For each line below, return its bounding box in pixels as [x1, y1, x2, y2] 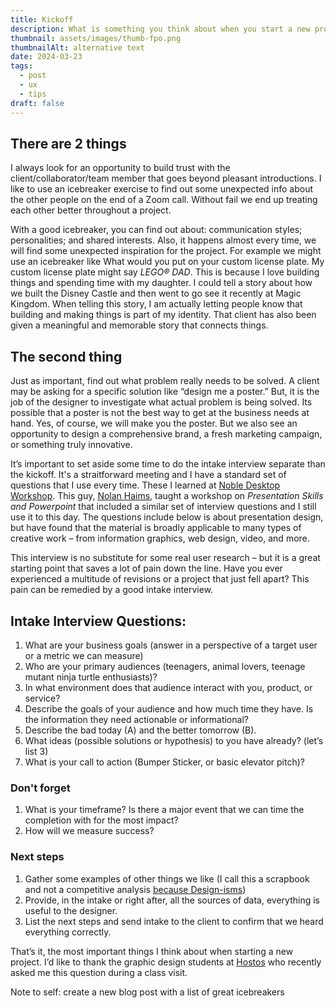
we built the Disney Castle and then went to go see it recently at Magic [10, 287, 302, 300]
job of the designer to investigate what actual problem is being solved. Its [10, 396, 313, 408]
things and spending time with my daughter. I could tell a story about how [10, 277, 313, 289]
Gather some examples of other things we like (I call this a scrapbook [24, 872, 310, 885]
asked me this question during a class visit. [10, 966, 188, 978]
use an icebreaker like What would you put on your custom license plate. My [10, 256, 325, 268]
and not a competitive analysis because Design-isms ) [24, 883, 247, 895]
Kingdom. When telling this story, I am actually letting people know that [10, 298, 303, 310]
